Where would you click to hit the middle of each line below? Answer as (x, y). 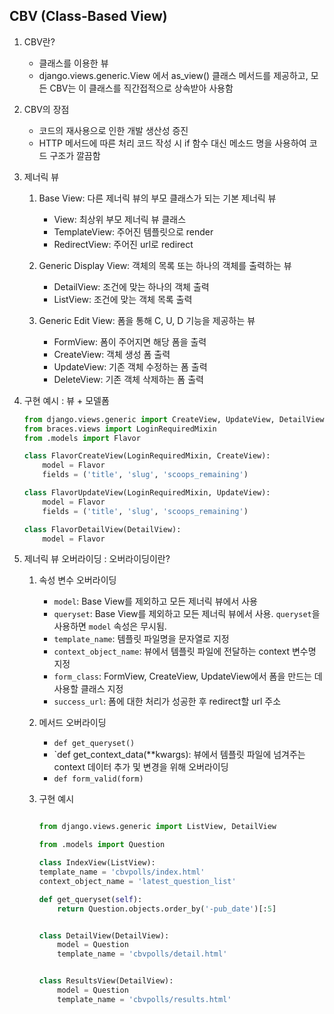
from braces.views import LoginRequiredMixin (120, 429)
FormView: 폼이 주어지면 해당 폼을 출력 (130, 341)
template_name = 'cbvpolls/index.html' (122, 872)
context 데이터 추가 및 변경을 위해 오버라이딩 (141, 767)
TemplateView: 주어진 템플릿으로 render (133, 231)
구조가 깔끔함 (75, 155)
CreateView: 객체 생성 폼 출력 (112, 354)
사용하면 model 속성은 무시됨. (110, 626)
